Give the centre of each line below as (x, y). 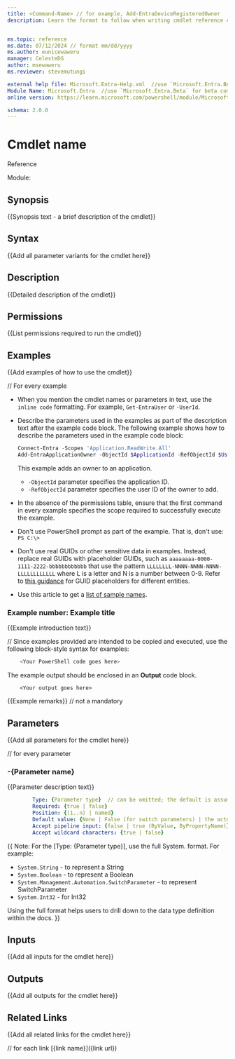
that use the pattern (117, 566)
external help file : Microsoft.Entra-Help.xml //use (87, 84)
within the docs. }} (34, 918)
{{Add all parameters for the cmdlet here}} (68, 740)
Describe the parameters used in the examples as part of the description (122, 421)
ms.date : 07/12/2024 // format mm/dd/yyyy (70, 46)
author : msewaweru (34, 65)
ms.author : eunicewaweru (43, 52)
